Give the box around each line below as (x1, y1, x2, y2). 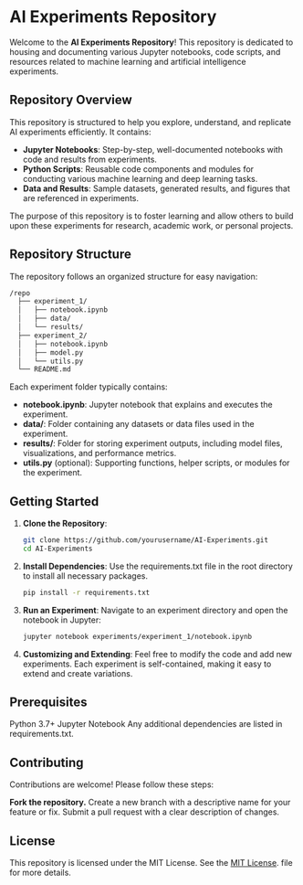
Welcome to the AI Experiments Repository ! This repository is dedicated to (9, 37, 294, 48)
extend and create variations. (22, 667, 133, 678)
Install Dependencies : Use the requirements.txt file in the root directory (22, 560, 294, 571)
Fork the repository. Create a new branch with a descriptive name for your (9, 797, 291, 808)
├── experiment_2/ (17, 331, 89, 340)
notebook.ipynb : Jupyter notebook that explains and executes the (22, 400, 273, 411)
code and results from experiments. (22, 154, 158, 165)
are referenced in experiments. (22, 192, 140, 203)
